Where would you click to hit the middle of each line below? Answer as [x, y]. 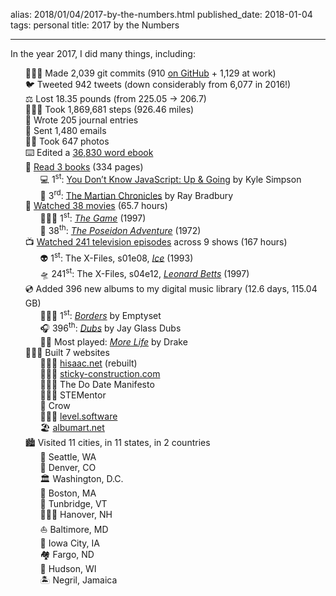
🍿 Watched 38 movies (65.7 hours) [96, 206]
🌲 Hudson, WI [68, 569]
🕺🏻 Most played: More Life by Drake [113, 342]
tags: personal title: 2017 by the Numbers [95, 25]
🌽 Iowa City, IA [69, 543]
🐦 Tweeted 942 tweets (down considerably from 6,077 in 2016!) [158, 84]
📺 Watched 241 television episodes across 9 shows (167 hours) [156, 241]
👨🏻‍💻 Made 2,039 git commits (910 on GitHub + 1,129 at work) [150, 73]
